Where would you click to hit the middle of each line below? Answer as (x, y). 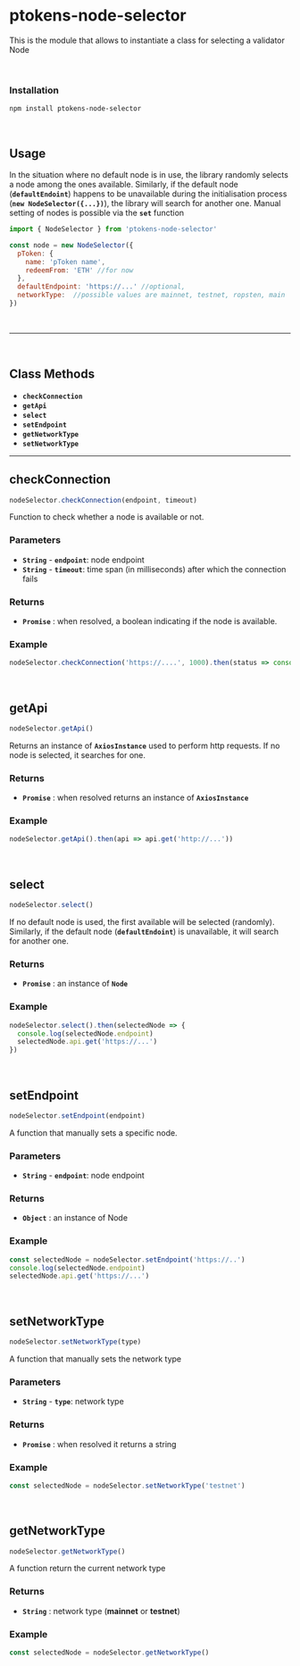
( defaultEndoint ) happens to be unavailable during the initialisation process (148, 194)
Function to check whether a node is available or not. (107, 517)
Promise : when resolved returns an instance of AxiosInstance (135, 798)
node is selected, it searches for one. (77, 754)
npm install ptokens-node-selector (75, 109)
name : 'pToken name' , (65, 262)
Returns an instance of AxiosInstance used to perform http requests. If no (145, 746)
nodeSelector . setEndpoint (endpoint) (77, 1116)
